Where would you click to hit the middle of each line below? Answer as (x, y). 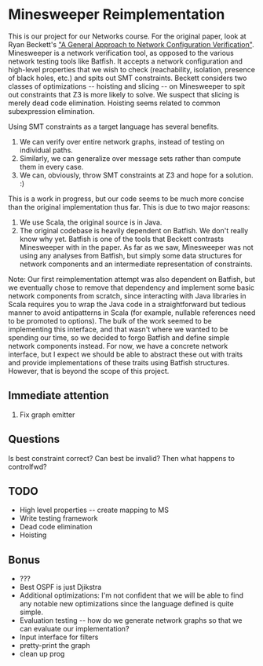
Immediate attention (58, 395)
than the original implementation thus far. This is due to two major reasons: (129, 207)
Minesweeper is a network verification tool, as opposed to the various (121, 53)
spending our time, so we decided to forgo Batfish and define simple (119, 337)
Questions (34, 439)
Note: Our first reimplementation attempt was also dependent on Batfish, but (132, 279)
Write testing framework (58, 518)
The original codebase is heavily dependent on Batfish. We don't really (134, 230)
